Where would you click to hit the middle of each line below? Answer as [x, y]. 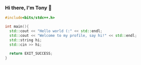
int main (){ [17, 27]
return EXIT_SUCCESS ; [31, 54]
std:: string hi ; [26, 40]
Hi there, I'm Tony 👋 [28, 8]
